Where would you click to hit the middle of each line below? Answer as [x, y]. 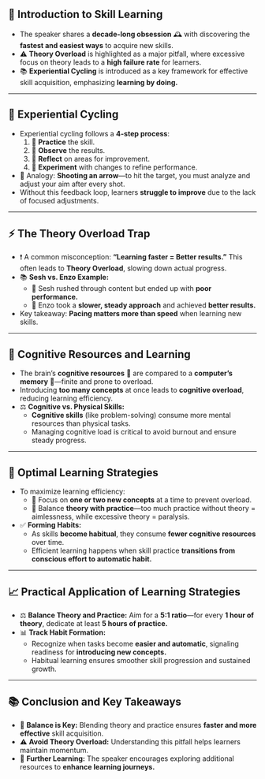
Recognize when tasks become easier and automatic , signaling [135, 643]
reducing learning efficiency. [66, 398]
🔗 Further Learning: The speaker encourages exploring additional [127, 758]
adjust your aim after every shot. [72, 184]
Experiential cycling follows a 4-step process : [94, 133]
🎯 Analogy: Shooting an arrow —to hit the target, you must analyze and [135, 175]
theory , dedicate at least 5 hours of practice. [93, 623]
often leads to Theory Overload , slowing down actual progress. [123, 268]
